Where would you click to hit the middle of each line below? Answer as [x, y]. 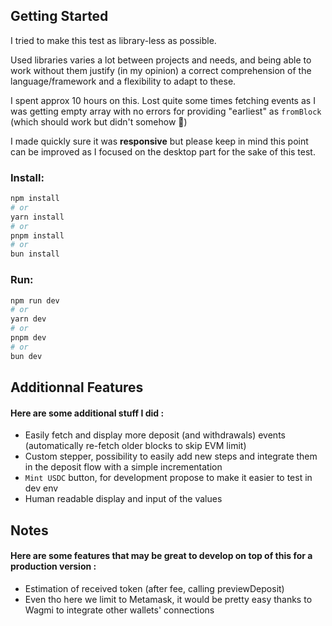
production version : [53, 566]
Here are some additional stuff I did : [87, 413]
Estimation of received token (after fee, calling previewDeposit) [154, 588]
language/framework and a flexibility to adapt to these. [123, 81]
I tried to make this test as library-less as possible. [113, 40]
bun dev [26, 356]
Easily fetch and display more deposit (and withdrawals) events [155, 435]
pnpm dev [28, 338]
